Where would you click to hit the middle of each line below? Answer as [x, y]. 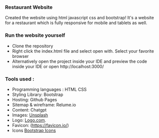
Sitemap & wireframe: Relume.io [44, 105]
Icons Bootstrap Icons [34, 130]
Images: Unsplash [30, 115]
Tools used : [20, 79]
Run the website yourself [35, 35]
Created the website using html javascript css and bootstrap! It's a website [79, 18]
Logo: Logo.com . [29, 120]
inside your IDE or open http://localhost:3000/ [58, 66]
